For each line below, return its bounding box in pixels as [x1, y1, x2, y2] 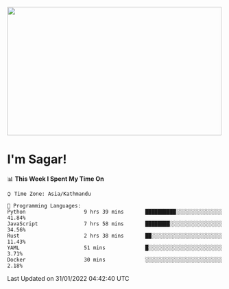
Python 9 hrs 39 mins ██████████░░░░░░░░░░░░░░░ [7, 208, 223, 215]
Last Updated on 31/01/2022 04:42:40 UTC [7, 274, 130, 282]
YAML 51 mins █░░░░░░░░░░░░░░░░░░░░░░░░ [7, 244, 223, 251]
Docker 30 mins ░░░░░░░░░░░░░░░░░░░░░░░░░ [7, 256, 223, 263]
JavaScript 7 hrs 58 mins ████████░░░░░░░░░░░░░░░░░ [7, 220, 223, 227]
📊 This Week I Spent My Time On [7, 175, 104, 183]
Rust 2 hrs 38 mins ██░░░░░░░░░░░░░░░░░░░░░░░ [7, 232, 223, 239]
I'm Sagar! [7, 151, 67, 167]
